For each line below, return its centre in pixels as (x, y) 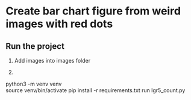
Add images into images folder (52, 61)
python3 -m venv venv (34, 84)
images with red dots (59, 24)
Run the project (35, 46)
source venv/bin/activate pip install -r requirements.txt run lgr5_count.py (95, 90)
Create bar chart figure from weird (93, 11)
